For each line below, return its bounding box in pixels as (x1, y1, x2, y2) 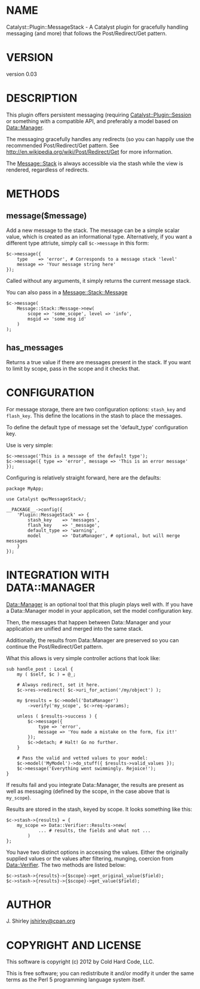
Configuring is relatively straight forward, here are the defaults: (6, 474, 161, 481)
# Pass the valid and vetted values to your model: (17, 755, 148, 761)
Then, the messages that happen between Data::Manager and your (6, 618, 171, 625)
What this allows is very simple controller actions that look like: (6, 654, 161, 661)
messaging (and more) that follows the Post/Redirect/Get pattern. (6, 29, 167, 36)
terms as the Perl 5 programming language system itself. (6, 976, 145, 984)
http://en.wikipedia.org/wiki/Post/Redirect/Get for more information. (6, 148, 173, 155)
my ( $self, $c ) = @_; (17, 671, 76, 677)
